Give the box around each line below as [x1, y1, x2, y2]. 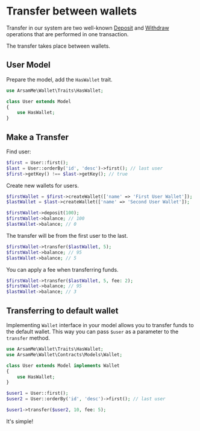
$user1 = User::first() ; [6, 391, 69, 397]
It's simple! [6, 418, 34, 425]
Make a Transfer [6, 132, 69, 142]
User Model [6, 60, 51, 70]
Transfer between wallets [6, 4, 137, 18]
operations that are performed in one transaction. [6, 30, 129, 37]
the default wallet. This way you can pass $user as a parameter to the [6, 328, 179, 335]
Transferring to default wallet [6, 305, 119, 316]
